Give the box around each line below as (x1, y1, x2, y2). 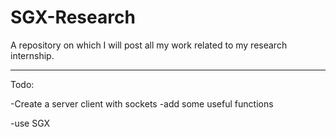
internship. (10, 49, 55, 61)
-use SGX (10, 117, 51, 129)
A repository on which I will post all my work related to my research (10, 39, 288, 51)
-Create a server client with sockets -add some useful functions (10, 97, 274, 110)
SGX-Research (10, 6, 136, 29)
